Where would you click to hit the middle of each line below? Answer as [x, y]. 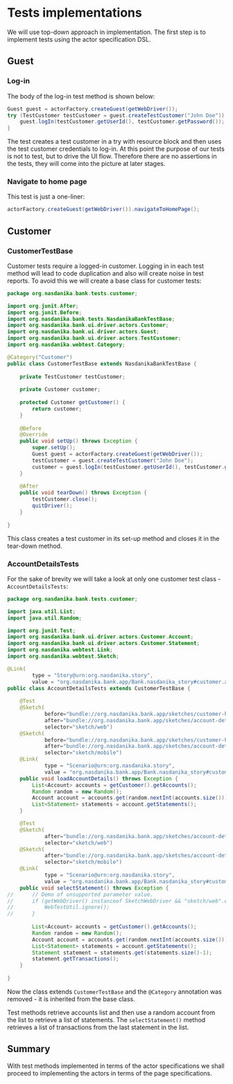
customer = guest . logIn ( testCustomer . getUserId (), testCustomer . [129, 467]
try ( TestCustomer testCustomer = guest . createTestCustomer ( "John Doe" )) [116, 115]
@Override [34, 435]
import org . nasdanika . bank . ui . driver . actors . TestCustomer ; [94, 338]
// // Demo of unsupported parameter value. [80, 894]
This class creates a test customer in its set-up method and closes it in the [113, 538]
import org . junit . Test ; [42, 631]
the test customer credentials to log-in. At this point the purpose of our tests [116, 149]
